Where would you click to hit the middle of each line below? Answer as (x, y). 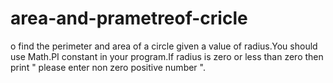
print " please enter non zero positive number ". (108, 67)
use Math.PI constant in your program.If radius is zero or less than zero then (167, 56)
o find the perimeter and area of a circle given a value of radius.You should (164, 46)
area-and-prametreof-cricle (129, 18)
